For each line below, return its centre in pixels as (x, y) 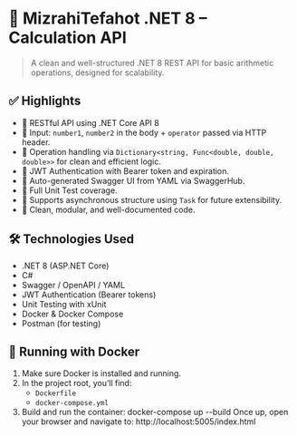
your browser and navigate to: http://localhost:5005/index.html (139, 421)
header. (36, 142)
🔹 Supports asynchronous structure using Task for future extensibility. (152, 199)
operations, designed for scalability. (97, 73)
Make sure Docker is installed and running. (101, 373)
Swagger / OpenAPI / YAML (73, 285)
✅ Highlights (45, 101)
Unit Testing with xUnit (64, 304)
